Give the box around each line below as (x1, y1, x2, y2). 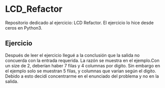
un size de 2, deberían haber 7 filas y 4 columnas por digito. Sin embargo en (5, 62, 160, 68)
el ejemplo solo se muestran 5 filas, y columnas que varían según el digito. (5, 68, 157, 74)
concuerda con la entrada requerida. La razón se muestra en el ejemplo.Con (5, 58, 160, 63)
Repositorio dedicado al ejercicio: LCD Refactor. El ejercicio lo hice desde (5, 20, 154, 26)
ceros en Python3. (5, 25, 43, 30)
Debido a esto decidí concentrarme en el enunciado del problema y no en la (5, 73, 159, 79)
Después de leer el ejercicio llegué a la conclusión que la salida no (5, 52, 140, 58)
